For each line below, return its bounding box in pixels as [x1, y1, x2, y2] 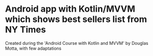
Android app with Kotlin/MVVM [5, 3, 136, 15]
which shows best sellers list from [5, 14, 147, 25]
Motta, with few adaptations [5, 45, 62, 51]
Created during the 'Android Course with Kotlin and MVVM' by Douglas [5, 40, 149, 46]
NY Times [5, 24, 46, 35]
